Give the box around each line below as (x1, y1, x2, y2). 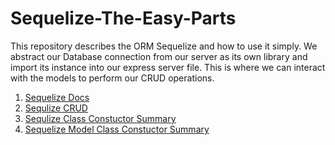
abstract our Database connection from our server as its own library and (10, 50, 308, 62)
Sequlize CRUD (24, 102, 88, 114)
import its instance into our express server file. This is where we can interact (10, 61, 326, 73)
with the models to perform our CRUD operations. (10, 72, 215, 84)
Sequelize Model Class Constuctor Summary (24, 123, 210, 135)
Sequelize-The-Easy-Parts (10, 7, 237, 30)
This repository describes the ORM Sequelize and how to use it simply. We (10, 40, 318, 52)
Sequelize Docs (24, 91, 90, 103)
